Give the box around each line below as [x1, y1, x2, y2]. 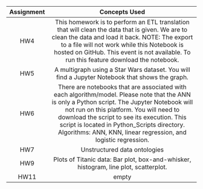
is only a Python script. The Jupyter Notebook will [51, 98, 193, 106]
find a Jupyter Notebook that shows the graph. [56, 73, 188, 81]
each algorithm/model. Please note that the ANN [53, 91, 192, 98]
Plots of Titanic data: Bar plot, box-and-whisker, [53, 155, 192, 164]
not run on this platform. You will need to [65, 106, 180, 114]
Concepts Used [99, 8, 145, 16]
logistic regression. [95, 136, 150, 144]
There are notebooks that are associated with [58, 83, 187, 91]
